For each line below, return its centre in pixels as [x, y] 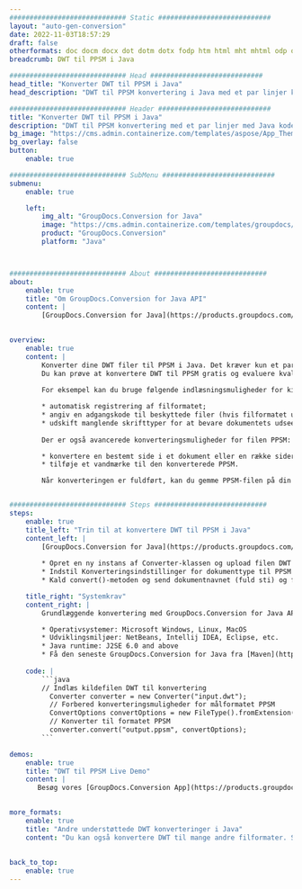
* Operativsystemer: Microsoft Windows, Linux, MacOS [144, 629]
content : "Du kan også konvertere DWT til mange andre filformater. [156, 838]
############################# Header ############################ [140, 109]
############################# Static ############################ [140, 18]
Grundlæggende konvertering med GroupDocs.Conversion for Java [162, 613]
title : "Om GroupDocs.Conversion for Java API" [116, 299]
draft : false [34, 43]
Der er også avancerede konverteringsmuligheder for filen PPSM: [167, 440]
